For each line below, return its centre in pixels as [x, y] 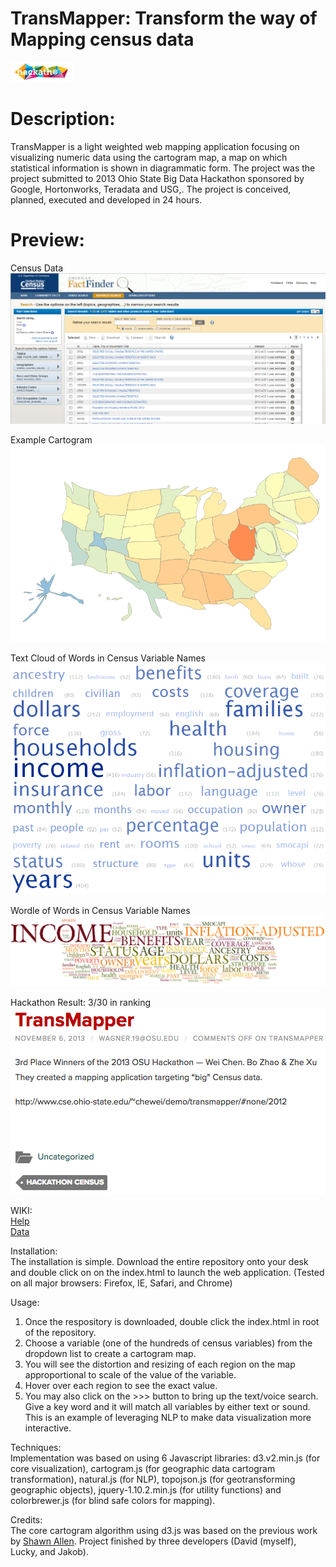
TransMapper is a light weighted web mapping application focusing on [155, 146]
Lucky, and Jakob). [49, 1552]
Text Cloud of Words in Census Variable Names [108, 658]
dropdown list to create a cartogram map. [110, 1354]
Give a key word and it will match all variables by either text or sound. [167, 1407]
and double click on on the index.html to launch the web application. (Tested [167, 1273]
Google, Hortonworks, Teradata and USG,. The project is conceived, [151, 189]
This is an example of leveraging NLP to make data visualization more [168, 1418]
